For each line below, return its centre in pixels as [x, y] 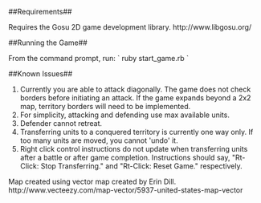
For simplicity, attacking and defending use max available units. [125, 115]
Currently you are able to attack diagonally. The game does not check [135, 89]
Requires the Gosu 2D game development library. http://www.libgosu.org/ [130, 27]
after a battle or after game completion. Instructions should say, [125, 157]
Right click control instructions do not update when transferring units [134, 149]
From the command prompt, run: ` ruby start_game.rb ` [99, 58]
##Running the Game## [48, 43]
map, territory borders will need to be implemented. [105, 106]
